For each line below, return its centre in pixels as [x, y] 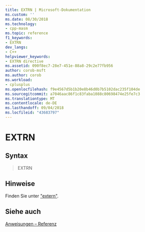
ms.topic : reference [27, 33]
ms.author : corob [23, 75]
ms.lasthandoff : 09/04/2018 [35, 108]
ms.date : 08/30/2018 [27, 19]
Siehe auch [23, 212]
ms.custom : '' [20, 15]
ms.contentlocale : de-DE [31, 103]
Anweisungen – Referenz [31, 223]
